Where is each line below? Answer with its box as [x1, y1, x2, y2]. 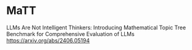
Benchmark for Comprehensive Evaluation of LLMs [6, 30, 135, 37]
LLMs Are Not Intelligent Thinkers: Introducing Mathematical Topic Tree [6, 24, 186, 31]
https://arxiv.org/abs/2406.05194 [6, 37, 90, 44]
